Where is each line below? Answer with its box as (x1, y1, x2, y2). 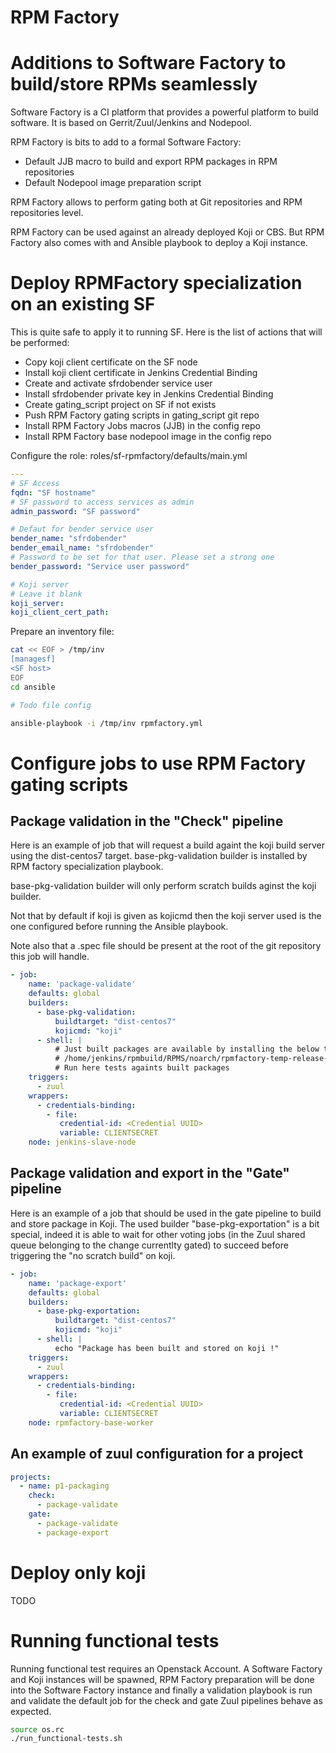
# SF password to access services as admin (10, 497, 195, 507)
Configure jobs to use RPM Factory (10, 752, 307, 775)
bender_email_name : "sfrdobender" (10, 543, 155, 553)
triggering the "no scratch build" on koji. (10, 1249, 176, 1261)
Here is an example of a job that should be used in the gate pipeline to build (10, 1207, 322, 1219)
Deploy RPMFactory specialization (10, 272, 303, 295)
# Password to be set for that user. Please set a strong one (10, 552, 275, 563)
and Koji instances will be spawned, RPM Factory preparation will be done (10, 1673, 315, 1685)
